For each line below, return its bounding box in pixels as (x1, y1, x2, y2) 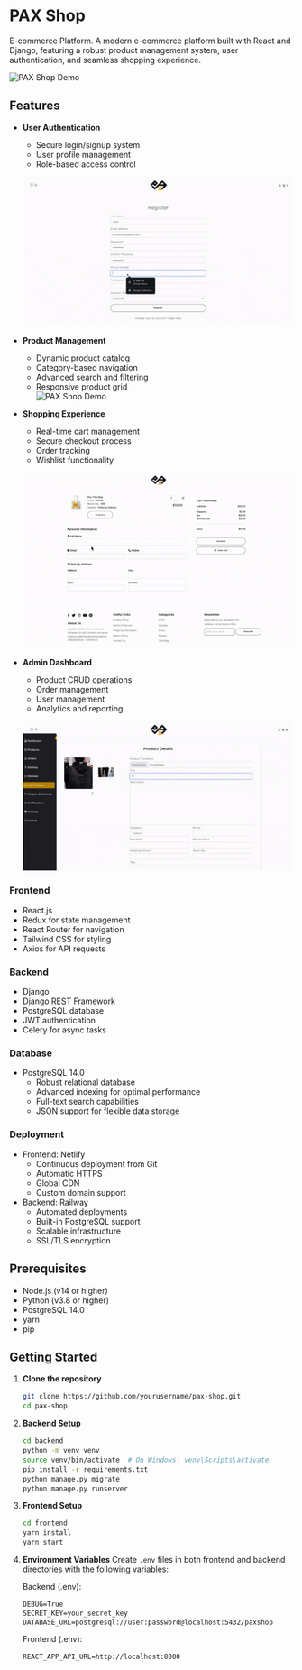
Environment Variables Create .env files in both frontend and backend (22, 1555, 286, 1564)
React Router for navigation (22, 923, 124, 934)
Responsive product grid (35, 381, 128, 392)
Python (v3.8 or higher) (22, 1295, 110, 1306)
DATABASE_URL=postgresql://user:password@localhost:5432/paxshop (22, 1618, 273, 1627)
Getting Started (9, 1349, 98, 1364)
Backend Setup (22, 1418, 81, 1429)
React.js (22, 904, 53, 915)
